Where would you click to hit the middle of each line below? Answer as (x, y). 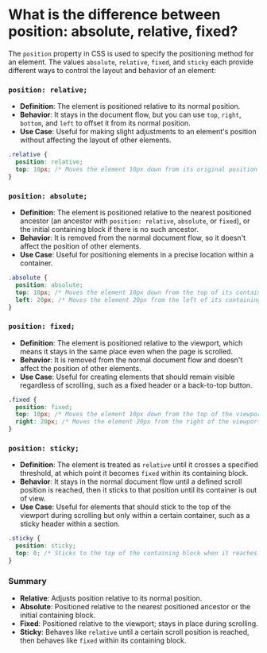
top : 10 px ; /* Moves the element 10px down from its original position (137, 169)
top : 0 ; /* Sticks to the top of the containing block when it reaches (137, 554)
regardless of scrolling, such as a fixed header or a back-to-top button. (136, 385)
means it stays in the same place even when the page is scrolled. (126, 351)
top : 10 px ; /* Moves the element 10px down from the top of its (124, 292)
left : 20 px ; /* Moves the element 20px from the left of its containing (138, 299)
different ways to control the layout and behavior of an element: (112, 70)
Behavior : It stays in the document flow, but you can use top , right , (130, 115)
